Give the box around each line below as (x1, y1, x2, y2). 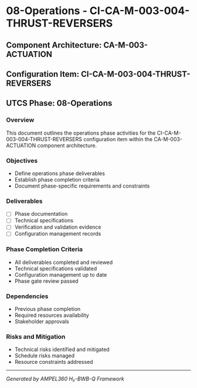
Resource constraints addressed (14, 359, 93, 366)
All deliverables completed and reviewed (14, 259, 113, 266)
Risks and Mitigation (6, 333, 66, 341)
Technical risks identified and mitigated (14, 346, 110, 353)
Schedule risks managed (14, 352, 75, 359)
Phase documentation (14, 210, 68, 218)
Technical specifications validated (14, 265, 97, 272)
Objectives (6, 156, 38, 165)
